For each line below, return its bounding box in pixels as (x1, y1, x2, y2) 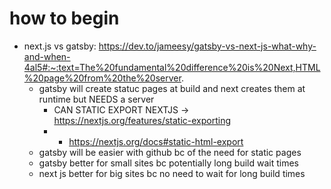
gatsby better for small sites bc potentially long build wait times (38, 157, 299, 169)
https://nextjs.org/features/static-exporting (53, 114, 232, 126)
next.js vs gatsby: (23, 40, 97, 52)
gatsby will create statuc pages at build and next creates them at (38, 82, 306, 94)
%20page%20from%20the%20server (23, 72, 182, 84)
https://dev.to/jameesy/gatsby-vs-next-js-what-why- (98, 40, 317, 52)
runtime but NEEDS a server (38, 93, 155, 105)
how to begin (9, 7, 120, 30)
